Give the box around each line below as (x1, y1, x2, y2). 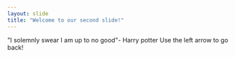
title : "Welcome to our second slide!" (7, 17, 125, 24)
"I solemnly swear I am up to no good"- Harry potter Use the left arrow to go (7, 35, 229, 44)
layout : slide (7, 10, 49, 17)
